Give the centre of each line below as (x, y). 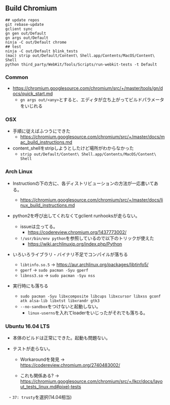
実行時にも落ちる (30, 286)
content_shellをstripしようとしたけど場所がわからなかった (73, 148)
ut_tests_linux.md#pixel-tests (51, 387)
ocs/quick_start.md (33, 94)
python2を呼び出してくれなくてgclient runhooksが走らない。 (76, 216)
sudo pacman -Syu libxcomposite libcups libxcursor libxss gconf (90, 296)
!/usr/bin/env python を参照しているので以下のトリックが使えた (87, 238)
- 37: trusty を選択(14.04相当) (40, 397)
